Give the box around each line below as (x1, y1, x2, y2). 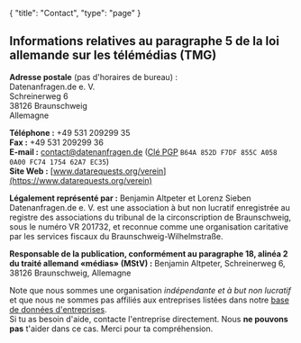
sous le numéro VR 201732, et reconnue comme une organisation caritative (9, 221, 289, 232)
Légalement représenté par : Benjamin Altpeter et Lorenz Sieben (9, 193, 251, 203)
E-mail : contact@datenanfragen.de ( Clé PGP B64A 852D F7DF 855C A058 (9, 146, 278, 157)
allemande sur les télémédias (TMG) (9, 48, 217, 63)
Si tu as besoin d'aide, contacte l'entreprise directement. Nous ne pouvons (9, 313, 288, 324)
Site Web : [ (9, 166, 54, 176)
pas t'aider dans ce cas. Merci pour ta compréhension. (9, 323, 214, 334)
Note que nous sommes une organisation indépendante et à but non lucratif (9, 284, 291, 295)
